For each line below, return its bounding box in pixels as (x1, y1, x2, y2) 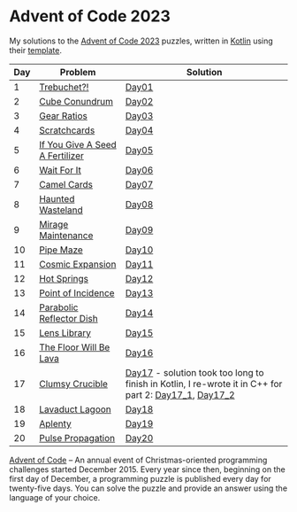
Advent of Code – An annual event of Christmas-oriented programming (9, 454, 268, 465)
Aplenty (39, 417, 72, 430)
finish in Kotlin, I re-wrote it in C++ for (125, 377, 283, 390)
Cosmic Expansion (39, 258, 117, 270)
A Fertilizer (39, 149, 84, 161)
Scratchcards (39, 124, 95, 136)
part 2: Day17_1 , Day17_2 (125, 388, 236, 400)
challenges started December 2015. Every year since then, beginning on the (9, 463, 286, 475)
